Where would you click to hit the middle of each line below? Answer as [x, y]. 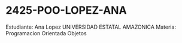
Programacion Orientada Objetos [46, 33]
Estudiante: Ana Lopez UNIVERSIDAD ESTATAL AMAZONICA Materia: [91, 27]
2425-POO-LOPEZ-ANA [66, 10]
